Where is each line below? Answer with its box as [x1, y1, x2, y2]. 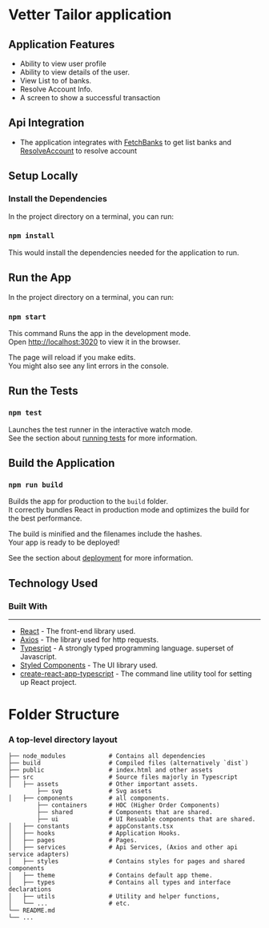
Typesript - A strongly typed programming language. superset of [19, 643, 235, 653]
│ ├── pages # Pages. [8, 837, 138, 845]
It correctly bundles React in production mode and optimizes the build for [8, 505, 250, 515]
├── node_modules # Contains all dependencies [8, 752, 206, 760]
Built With [8, 600, 48, 611]
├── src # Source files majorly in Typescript [8, 773, 239, 781]
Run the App [8, 271, 72, 285]
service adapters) [8, 850, 70, 859]
